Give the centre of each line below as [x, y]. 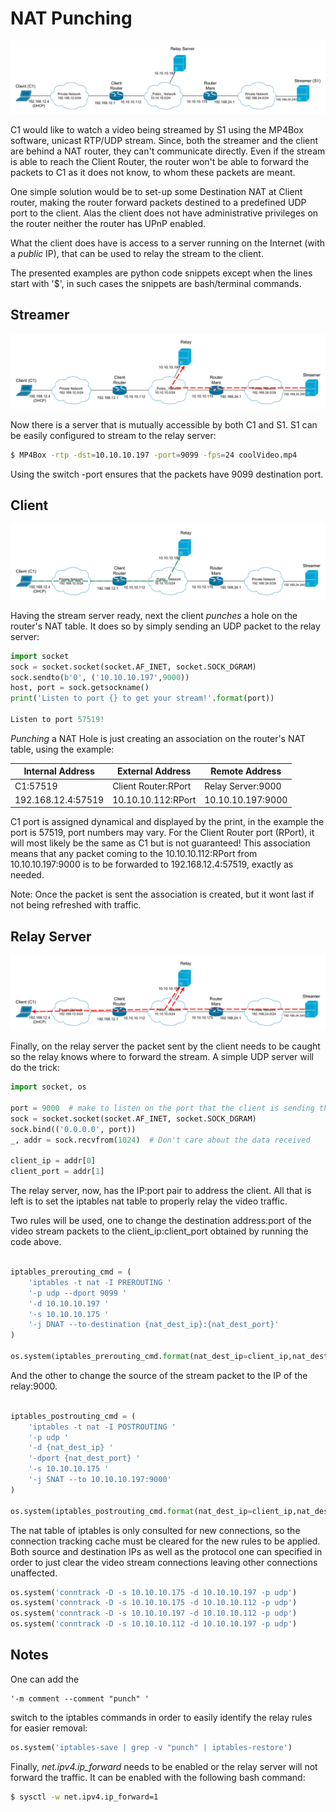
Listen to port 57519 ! [57, 720]
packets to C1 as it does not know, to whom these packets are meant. [153, 173]
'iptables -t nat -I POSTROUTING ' [102, 1427]
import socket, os [48, 1087]
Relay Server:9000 [243, 786]
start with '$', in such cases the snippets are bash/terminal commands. [156, 284]
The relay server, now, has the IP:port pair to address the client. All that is [161, 1191]
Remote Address [246, 771]
